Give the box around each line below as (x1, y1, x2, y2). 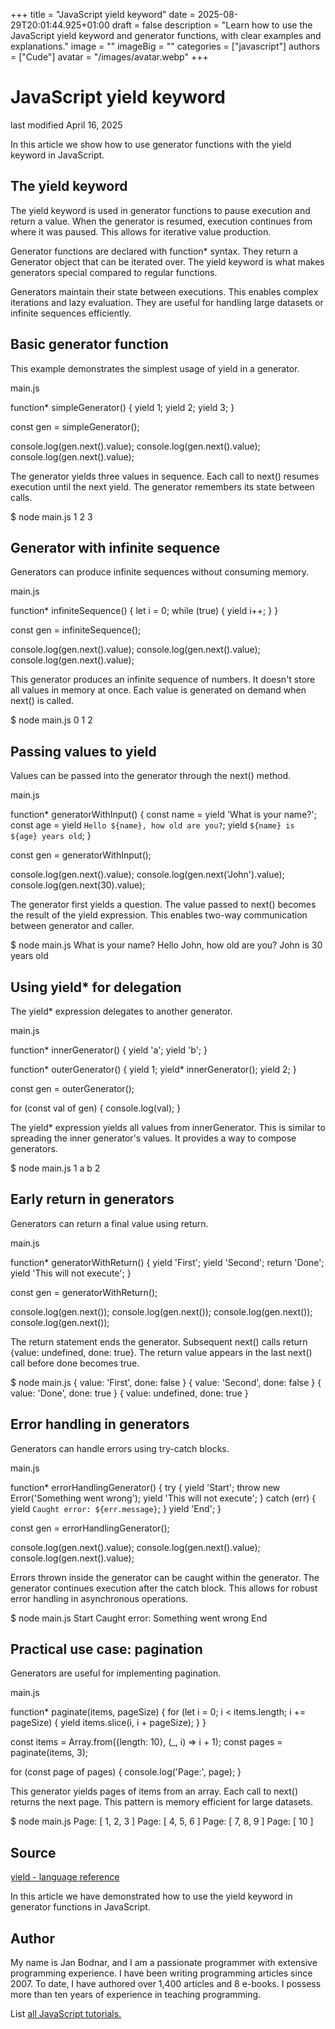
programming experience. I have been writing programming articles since (10, 1967, 313, 1979)
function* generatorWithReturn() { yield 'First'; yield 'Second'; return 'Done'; (10, 1256, 325, 1268)
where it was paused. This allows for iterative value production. (10, 225, 272, 238)
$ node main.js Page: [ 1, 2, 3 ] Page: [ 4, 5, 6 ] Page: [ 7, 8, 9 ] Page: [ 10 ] (10, 1815, 314, 1828)
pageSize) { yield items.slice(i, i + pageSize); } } (10, 1717, 207, 1729)
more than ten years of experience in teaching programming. (10, 1989, 262, 2001)
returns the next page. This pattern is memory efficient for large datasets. (10, 1796, 313, 1808)
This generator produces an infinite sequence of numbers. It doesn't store (10, 674, 316, 686)
